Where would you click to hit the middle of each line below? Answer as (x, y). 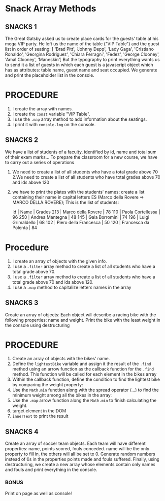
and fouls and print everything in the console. (51, 470)
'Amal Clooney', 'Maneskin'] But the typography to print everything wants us (82, 59)
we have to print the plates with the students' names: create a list (78, 192)
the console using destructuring (37, 325)
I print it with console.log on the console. (54, 124)
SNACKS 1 (21, 27)
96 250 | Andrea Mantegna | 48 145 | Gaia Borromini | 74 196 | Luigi (81, 217)
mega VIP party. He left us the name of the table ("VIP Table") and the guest (82, 44)
